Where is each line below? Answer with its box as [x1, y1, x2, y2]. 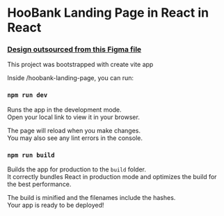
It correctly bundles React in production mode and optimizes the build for [7, 173, 217, 181]
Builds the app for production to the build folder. [7, 165, 147, 173]
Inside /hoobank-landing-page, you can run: [7, 74, 134, 82]
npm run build [7, 151, 55, 159]
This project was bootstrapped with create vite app [7, 61, 154, 69]
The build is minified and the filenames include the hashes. [7, 194, 176, 202]
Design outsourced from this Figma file [7, 45, 142, 54]
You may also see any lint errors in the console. [7, 134, 143, 142]
